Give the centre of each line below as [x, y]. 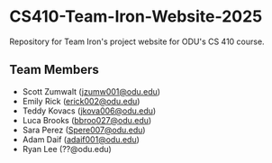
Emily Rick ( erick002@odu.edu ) [81, 101]
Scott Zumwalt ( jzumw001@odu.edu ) [91, 91]
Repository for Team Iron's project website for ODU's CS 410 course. [137, 41]
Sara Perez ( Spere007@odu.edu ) [84, 130]
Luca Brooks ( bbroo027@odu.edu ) [87, 120]
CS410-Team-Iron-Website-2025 [136, 17]
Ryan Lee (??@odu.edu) [67, 149]
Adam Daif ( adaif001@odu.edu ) [81, 139]
